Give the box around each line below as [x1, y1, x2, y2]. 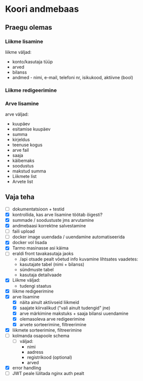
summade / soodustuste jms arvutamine [12, 217, 94, 223]
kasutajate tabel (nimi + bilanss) [19, 261, 85, 267]
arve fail [12, 147, 29, 153]
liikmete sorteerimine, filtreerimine [12, 327, 82, 333]
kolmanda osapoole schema [12, 333, 70, 339]
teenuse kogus [12, 142, 43, 148]
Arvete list [12, 179, 33, 185]
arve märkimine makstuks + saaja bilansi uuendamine [19, 310, 129, 316]
